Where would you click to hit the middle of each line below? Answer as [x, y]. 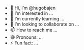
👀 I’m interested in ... [32, 13]
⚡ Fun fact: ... [24, 43]
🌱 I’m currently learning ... [37, 19]
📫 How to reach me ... [34, 30]
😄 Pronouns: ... [26, 37]
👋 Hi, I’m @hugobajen [33, 8]
